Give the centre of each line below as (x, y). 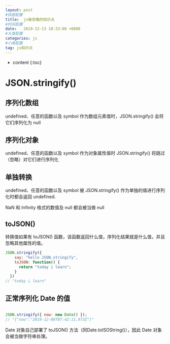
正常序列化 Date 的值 (38, 298)
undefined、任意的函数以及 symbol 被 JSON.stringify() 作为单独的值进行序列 (85, 190)
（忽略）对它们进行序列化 (32, 160)
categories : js (21, 39)
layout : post (19, 10)
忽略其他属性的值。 (25, 243)
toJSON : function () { (37, 262)
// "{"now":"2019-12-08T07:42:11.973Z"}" (50, 319)
